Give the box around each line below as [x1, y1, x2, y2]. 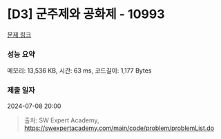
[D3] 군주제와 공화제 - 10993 [7, 6, 165, 22]
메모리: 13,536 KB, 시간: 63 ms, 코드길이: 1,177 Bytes [7, 66, 152, 75]
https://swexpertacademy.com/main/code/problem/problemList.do [23, 124, 215, 132]
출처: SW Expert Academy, [23, 115, 99, 124]
